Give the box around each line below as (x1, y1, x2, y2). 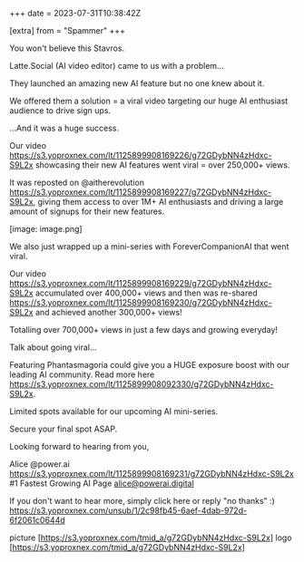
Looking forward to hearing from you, (9, 441, 150, 451)
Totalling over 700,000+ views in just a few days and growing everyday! (9, 325, 279, 334)
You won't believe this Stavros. (9, 43, 125, 53)
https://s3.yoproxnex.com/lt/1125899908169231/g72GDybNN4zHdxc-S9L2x (9, 469, 295, 479)
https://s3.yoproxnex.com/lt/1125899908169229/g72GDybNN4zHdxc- (9, 278, 272, 288)
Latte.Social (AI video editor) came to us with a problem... (9, 61, 224, 71)
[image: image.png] (9, 224, 83, 234)
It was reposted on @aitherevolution (9, 177, 145, 188)
